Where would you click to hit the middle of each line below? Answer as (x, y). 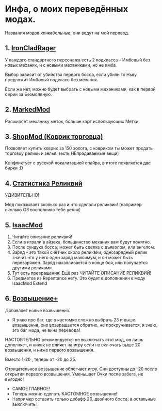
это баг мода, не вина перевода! (46, 330)
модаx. (20, 19)
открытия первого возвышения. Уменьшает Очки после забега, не (74, 374)
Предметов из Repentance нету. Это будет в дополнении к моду (79, 278)
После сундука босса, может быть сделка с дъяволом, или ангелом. (83, 247)
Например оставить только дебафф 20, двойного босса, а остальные (84, 399)
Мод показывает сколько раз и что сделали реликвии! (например (73, 205)
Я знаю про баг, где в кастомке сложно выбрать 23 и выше (74, 319)
